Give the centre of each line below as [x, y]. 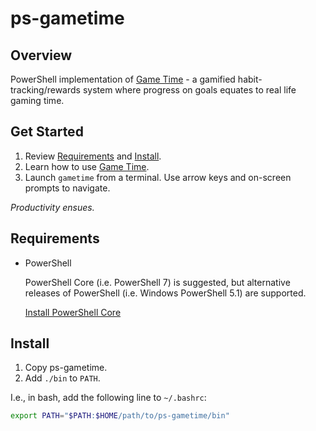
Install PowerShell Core [73, 312]
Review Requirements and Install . [93, 156]
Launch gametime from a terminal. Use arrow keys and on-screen [158, 177]
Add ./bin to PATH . [62, 378]
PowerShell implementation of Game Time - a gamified [123, 79]
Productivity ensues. [52, 207]
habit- [250, 79]
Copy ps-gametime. [66, 368]
